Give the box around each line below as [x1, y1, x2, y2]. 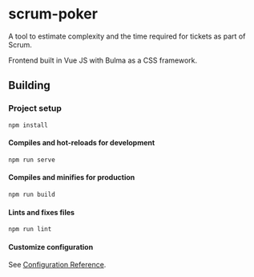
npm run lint [8, 226, 52, 234]
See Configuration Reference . [8, 260, 107, 270]
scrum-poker [8, 5, 99, 23]
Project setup [8, 103, 62, 114]
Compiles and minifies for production [8, 173, 135, 182]
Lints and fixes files [8, 207, 75, 217]
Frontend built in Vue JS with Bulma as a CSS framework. [8, 55, 198, 65]
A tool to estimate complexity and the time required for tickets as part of [8, 31, 246, 41]
